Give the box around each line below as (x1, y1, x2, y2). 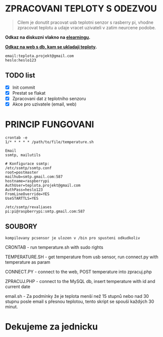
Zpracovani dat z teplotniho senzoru (12, 95, 86, 102)
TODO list (5, 71, 36, 80)
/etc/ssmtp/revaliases (5, 204, 52, 210)
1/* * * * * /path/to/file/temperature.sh (5, 139, 94, 144)
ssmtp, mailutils (5, 152, 41, 158)
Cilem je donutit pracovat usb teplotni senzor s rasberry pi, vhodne (17, 19, 154, 25)
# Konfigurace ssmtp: (5, 161, 50, 166)
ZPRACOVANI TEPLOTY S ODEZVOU (5, 3, 157, 14)
